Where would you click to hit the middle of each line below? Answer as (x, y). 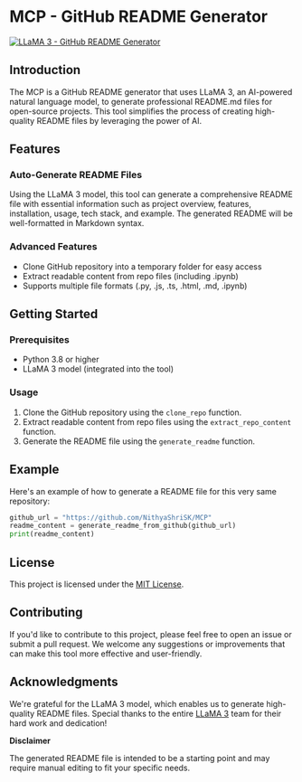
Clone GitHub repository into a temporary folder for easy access (142, 266)
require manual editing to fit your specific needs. (100, 768)
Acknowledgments (64, 682)
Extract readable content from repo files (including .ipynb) (131, 276)
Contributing (46, 612)
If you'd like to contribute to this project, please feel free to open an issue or (151, 634)
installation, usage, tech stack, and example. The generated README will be (151, 213)
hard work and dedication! (58, 723)
